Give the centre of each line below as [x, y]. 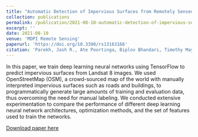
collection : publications [38, 17]
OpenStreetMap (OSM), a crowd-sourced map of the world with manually [95, 79]
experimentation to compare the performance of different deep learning [93, 104]
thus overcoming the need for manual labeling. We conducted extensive [93, 98]
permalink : [19, 22]
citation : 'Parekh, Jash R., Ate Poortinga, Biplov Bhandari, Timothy [95, 50]
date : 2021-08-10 [27, 34]
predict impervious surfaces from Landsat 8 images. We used [81, 73]
